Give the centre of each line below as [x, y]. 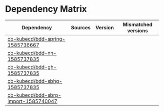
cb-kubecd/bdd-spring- [37, 39]
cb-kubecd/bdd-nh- [32, 53]
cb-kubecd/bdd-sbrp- [34, 95]
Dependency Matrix [46, 9]
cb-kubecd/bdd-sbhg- [35, 81]
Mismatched [138, 24]
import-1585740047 [32, 101]
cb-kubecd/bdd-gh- [32, 67]
